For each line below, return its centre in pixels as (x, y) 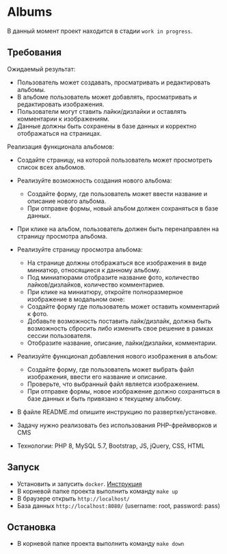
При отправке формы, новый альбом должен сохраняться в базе (123, 208)
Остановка (31, 527)
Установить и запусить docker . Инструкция (79, 483)
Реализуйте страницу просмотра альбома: (80, 249)
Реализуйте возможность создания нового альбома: (94, 180)
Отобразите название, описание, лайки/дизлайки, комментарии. (122, 343)
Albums (30, 12)
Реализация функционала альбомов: (61, 146)
